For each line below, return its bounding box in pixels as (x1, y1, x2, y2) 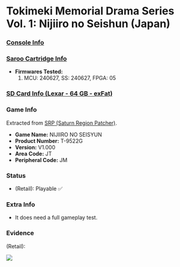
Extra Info (6, 200, 35, 208)
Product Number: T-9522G (14, 137, 83, 145)
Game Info (6, 106, 37, 114)
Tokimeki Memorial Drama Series (6, 4, 175, 18)
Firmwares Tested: (14, 68, 63, 76)
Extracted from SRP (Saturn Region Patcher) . (6, 119, 118, 127)
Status (6, 171, 26, 179)
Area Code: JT (14, 150, 52, 157)
